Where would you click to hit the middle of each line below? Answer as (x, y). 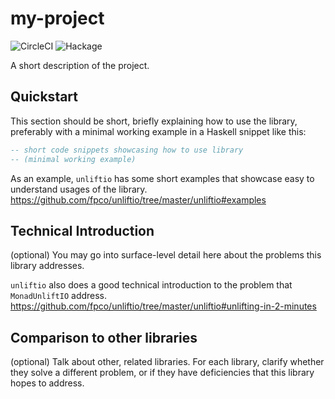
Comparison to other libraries (104, 337)
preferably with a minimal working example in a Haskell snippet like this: (158, 131)
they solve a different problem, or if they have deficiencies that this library (162, 373)
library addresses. (47, 266)
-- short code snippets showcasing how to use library (127, 150)
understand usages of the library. (79, 189)
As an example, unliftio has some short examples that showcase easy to (162, 178)
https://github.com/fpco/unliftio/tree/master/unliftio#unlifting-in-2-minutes (163, 306)
